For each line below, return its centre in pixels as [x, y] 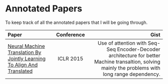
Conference [70, 34]
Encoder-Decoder [138, 49]
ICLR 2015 [70, 59]
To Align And [23, 65]
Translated [20, 71]
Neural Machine [26, 46]
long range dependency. [131, 74]
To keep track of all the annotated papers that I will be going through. [76, 22]
